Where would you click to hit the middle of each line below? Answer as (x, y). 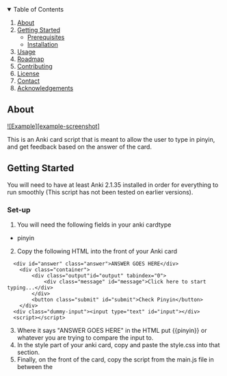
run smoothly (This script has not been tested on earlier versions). (100, 192)
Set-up (19, 210)
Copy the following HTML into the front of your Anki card (97, 251)
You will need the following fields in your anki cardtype (94, 225)
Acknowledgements (45, 88)
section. (28, 352)
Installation (42, 45)
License (28, 74)
